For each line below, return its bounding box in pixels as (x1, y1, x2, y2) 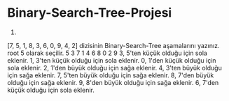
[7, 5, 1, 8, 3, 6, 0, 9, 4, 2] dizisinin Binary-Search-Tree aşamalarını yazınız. (7, 41, 220, 49)
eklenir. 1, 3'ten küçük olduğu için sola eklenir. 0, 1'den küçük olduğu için (7, 56, 216, 64)
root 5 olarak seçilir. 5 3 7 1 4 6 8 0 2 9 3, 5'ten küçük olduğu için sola (7, 49, 208, 57)
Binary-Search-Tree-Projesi (7, 5, 172, 21)
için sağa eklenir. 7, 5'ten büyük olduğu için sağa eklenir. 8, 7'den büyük (7, 71, 214, 79)
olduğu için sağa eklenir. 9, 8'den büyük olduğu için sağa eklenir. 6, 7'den (7, 78, 219, 86)
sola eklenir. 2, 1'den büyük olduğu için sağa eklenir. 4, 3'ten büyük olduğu (7, 63, 222, 72)
